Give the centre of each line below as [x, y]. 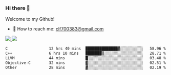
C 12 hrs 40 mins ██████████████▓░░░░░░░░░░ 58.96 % [86, 49]
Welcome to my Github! [30, 19]
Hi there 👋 [18, 8]
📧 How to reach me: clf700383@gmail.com [58, 29]
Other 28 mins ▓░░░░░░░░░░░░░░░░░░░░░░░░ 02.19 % [86, 67]
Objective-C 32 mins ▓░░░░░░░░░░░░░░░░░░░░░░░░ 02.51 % [86, 63]
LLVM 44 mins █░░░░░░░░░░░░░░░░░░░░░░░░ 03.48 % [86, 58]
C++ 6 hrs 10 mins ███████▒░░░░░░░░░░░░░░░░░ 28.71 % [86, 53]
